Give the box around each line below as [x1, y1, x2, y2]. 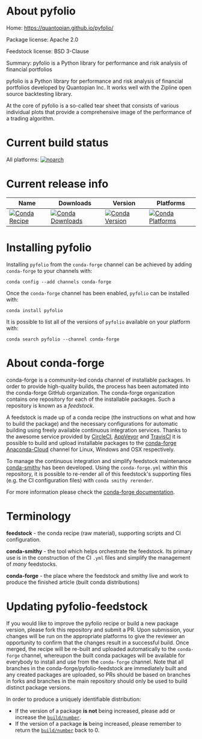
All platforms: [6, 156, 39, 163]
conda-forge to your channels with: [6, 267, 93, 274]
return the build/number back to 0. [14, 726, 100, 734]
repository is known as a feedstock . [6, 401, 95, 409]
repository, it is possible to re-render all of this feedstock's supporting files [6, 470, 191, 478]
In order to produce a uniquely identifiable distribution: [6, 696, 141, 703]
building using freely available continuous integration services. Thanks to [6, 426, 188, 433]
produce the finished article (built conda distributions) [6, 578, 140, 586]
